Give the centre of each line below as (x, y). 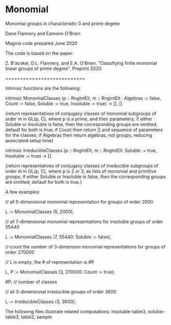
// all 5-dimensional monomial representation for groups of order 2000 (79, 202)
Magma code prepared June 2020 (41, 43)
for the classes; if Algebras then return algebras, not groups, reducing (79, 135)
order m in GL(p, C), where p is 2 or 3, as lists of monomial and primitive (81, 171)
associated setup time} (29, 140)
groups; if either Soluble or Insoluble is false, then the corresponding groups (86, 177)
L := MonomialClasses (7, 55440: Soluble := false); (58, 237)
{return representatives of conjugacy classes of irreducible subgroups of (82, 166)
